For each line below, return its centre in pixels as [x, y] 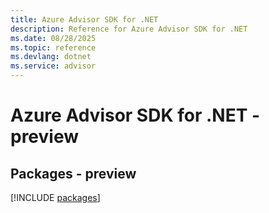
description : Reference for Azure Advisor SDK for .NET [129, 29]
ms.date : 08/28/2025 [53, 38]
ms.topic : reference [53, 47]
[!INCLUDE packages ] [55, 197]
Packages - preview [73, 173]
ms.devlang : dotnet [51, 57]
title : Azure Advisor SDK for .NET [84, 19]
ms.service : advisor [53, 66]
